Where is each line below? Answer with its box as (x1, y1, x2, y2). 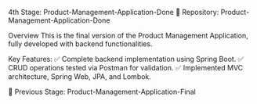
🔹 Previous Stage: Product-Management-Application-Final (8, 87, 196, 96)
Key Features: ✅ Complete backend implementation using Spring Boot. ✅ (8, 55, 244, 63)
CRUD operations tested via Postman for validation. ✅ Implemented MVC (8, 63, 244, 72)
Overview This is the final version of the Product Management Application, (8, 31, 248, 40)
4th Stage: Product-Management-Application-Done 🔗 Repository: (8, 8, 219, 16)
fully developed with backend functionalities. (8, 39, 153, 48)
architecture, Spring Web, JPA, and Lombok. (8, 72, 151, 81)
